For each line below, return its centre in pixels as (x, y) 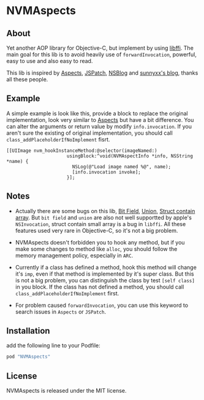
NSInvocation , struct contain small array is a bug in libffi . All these (100, 224)
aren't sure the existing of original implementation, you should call (89, 133)
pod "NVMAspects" (28, 357)
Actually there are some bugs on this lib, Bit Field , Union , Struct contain (105, 211)
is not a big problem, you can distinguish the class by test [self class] (105, 280)
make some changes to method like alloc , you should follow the (96, 249)
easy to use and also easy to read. (50, 61)
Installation (28, 331)
